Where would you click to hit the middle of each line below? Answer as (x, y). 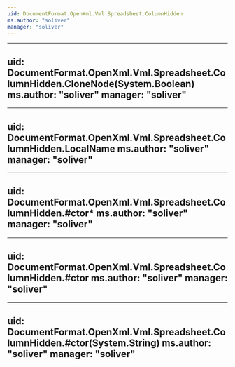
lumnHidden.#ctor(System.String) (84, 343)
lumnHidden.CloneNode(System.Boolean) (101, 84)
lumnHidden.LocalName (61, 148)
